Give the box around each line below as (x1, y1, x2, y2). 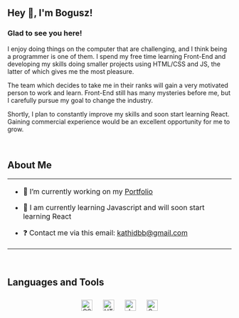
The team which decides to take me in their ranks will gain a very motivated (7, 81, 229, 89)
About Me (7, 159, 52, 171)
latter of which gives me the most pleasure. (7, 67, 134, 75)
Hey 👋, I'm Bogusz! (7, 7, 93, 19)
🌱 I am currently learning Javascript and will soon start (23, 202, 205, 212)
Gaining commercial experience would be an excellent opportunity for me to (7, 117, 230, 126)
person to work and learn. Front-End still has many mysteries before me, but (7, 88, 231, 97)
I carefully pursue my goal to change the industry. (7, 96, 154, 104)
